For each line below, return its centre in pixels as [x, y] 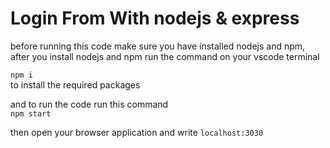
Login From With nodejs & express [155, 18]
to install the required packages [75, 84]
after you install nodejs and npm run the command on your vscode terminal [165, 56]
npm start [31, 113]
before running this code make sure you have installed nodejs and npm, [158, 46]
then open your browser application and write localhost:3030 [137, 132]
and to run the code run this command [89, 104]
